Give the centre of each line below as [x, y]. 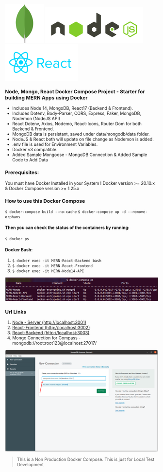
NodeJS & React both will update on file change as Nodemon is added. [83, 139]
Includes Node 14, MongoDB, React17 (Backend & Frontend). [73, 108]
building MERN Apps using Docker [46, 98]
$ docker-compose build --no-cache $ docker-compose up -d [65, 212]
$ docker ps [17, 239]
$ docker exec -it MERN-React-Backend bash [57, 261]
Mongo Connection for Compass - [46, 338]
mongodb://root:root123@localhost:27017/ [54, 343]
